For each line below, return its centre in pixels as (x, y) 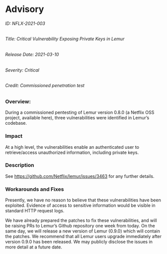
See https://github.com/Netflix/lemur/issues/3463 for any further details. (80, 176)
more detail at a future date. (34, 247)
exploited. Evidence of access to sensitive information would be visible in (80, 205)
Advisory (25, 9)
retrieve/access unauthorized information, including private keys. (72, 152)
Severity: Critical (22, 70)
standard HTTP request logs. (35, 211)
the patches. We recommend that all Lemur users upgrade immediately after (83, 236)
